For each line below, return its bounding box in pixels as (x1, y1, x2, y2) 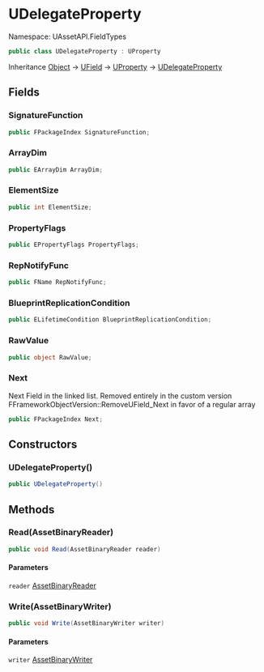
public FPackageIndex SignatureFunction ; (8, 128, 151, 136)
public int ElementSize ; (8, 203, 92, 211)
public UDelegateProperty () (8, 480, 104, 488)
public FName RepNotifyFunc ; (8, 279, 107, 287)
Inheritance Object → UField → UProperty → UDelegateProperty (8, 62, 223, 71)
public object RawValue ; (8, 353, 92, 361)
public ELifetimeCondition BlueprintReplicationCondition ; (8, 316, 212, 324)
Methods (8, 503, 55, 517)
